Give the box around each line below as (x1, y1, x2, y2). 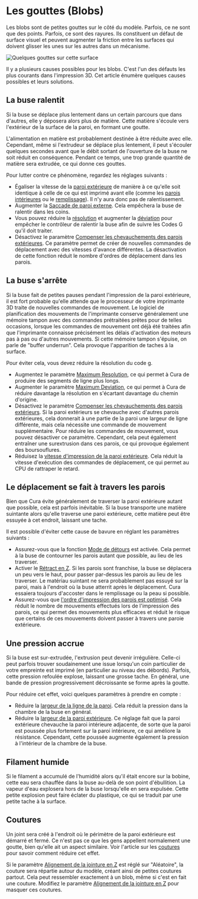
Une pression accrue (6, 638, 85, 648)
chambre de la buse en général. (14, 709, 93, 716)
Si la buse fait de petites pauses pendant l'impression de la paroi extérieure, (6, 291, 191, 298)
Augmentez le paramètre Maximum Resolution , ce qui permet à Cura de (14, 371, 190, 378)
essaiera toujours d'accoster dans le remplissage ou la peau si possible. (14, 590, 190, 597)
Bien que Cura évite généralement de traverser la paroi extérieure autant (6, 498, 183, 505)
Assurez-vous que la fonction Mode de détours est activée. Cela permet (14, 546, 191, 553)
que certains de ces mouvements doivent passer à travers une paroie (14, 615, 184, 622)
